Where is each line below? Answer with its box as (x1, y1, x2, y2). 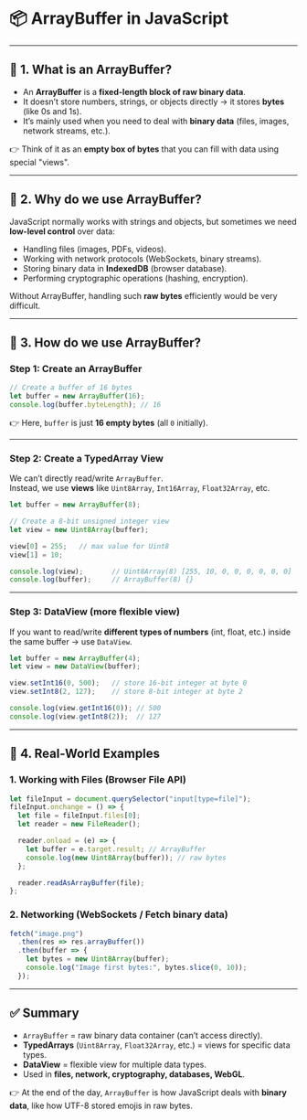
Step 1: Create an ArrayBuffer (9, 362, 143, 375)
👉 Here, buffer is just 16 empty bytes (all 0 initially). (9, 417, 208, 428)
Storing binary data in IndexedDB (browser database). (22, 262, 228, 273)
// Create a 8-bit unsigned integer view (9, 517, 170, 527)
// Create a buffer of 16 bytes (9, 383, 132, 392)
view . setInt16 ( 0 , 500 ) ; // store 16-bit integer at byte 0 (9, 678, 248, 688)
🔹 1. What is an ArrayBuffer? (9, 62, 172, 78)
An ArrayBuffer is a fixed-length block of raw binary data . (22, 86, 247, 97)
